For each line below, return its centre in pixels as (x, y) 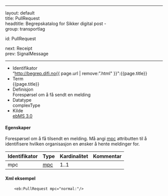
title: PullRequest (22, 18)
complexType (26, 105)
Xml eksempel (20, 178)
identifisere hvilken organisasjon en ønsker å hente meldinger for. (72, 144)
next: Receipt (19, 48)
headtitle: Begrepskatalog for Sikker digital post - (56, 24)
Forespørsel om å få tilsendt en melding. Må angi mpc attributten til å (76, 139)
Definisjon (23, 89)
